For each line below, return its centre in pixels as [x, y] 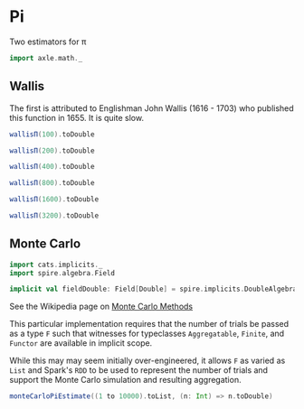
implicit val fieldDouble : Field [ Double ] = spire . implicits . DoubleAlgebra [153, 289]
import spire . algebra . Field [62, 273]
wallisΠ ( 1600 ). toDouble [54, 200]
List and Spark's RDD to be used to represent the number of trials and [139, 370]
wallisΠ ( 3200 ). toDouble [54, 216]
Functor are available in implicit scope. [81, 343]
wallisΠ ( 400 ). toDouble [52, 167]
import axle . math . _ [46, 58]
